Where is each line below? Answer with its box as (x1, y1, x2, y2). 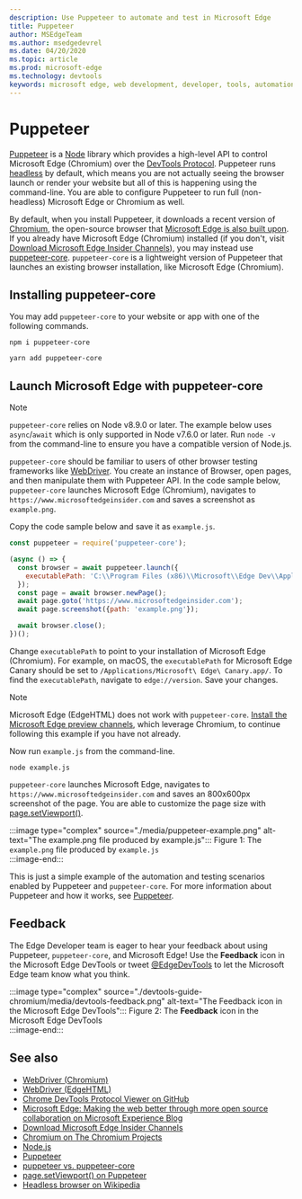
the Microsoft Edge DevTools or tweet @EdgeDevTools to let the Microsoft (9, 959, 285, 970)
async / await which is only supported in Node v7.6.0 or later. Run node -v (9, 429, 276, 440)
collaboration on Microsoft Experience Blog (22, 1112, 183, 1124)
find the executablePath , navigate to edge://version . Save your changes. (9, 674, 279, 685)
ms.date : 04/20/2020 (9, 47, 87, 56)
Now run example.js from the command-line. (9, 745, 175, 756)
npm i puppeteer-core (9, 338, 91, 347)
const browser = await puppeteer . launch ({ (17, 563, 179, 572)
